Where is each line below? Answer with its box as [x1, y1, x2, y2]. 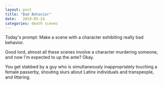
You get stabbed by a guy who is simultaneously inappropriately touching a [5, 64, 158, 70]
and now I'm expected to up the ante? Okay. [5, 55, 94, 60]
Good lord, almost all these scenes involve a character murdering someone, [5, 49, 158, 55]
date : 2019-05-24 [5, 16, 45, 21]
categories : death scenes [5, 21, 58, 26]
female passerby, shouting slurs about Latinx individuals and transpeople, [5, 69, 154, 75]
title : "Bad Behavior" [5, 12, 52, 17]
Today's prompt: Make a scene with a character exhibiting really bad [5, 34, 144, 40]
